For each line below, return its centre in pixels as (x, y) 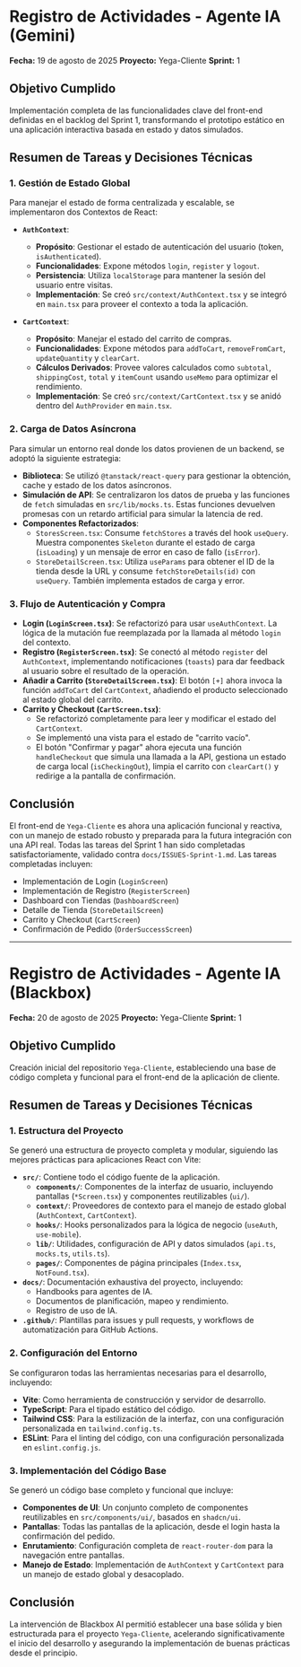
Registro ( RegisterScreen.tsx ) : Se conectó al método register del (145, 652)
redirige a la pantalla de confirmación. (106, 776)
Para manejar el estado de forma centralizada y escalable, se (122, 203)
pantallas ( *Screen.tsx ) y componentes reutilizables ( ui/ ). (142, 1197)
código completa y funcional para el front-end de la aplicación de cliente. (145, 1077)
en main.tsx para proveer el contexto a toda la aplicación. (142, 304)
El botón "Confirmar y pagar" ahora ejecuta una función (138, 748)
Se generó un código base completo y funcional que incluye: (121, 1490)
